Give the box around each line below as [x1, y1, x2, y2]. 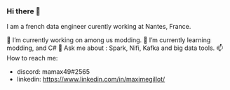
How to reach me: [6, 54, 58, 63]
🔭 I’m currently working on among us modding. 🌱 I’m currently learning [6, 36, 211, 44]
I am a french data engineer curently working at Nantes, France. [6, 22, 191, 31]
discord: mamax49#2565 [16, 67, 90, 76]
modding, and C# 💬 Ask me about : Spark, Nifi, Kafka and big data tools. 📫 [6, 44, 224, 52]
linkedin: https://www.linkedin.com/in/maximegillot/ [16, 75, 165, 84]
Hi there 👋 [6, 6, 41, 16]
